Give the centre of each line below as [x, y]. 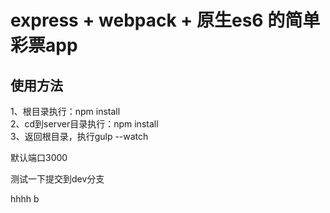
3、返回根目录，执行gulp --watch [79, 136]
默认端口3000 [39, 157]
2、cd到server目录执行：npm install [84, 124]
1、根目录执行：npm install [65, 111]
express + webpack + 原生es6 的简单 [165, 20]
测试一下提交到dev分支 [57, 179]
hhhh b [25, 199]
